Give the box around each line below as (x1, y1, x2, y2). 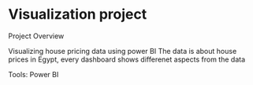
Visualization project (8, 5, 147, 23)
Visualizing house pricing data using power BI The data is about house (8, 46, 237, 55)
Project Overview (8, 31, 65, 41)
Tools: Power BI (8, 69, 59, 79)
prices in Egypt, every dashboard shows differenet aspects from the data (8, 55, 246, 64)
